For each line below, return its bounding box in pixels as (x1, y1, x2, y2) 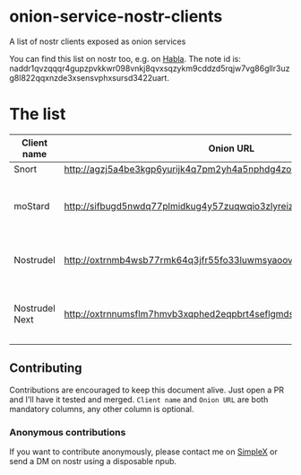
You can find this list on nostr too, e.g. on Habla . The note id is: (9, 53, 242, 64)
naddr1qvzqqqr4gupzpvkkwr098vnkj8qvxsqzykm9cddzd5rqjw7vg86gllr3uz (9, 63, 290, 74)
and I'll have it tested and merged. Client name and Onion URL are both (9, 393, 269, 405)
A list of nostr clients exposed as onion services (9, 36, 186, 47)
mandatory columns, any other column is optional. (9, 403, 194, 414)
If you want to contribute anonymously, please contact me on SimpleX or (9, 446, 278, 457)
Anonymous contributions (9, 426, 126, 438)
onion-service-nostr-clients (9, 6, 223, 27)
